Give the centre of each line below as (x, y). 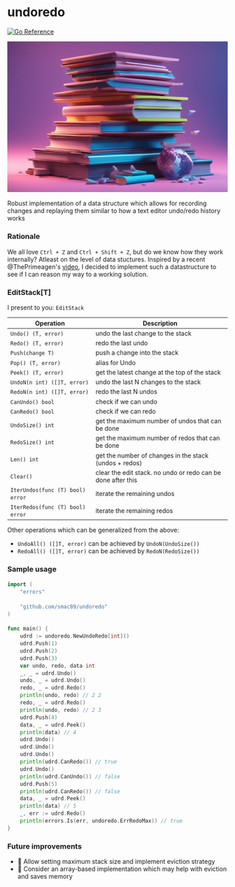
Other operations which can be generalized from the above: (93, 530)
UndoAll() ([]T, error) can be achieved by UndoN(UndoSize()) (108, 543)
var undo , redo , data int (58, 666)
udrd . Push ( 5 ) (39, 784)
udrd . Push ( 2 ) (39, 651)
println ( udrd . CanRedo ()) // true (69, 762)
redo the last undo (122, 343)
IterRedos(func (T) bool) (48, 508)
